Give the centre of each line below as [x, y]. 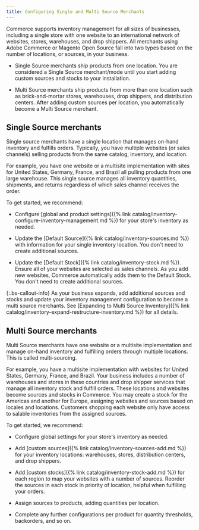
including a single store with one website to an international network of [93, 35]
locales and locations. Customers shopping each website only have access [98, 407]
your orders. [30, 491]
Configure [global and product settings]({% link [73, 214]
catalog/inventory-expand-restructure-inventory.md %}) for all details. [92, 312]
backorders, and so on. [43, 521]
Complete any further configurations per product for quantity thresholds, [104, 515]
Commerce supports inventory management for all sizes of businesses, [94, 29]
